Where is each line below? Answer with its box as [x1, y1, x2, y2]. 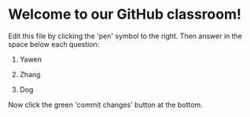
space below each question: [8, 39, 100, 48]
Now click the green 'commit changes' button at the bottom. [8, 100, 203, 109]
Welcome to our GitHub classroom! [8, 5, 242, 23]
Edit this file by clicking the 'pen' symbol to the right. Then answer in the [8, 31, 242, 41]
